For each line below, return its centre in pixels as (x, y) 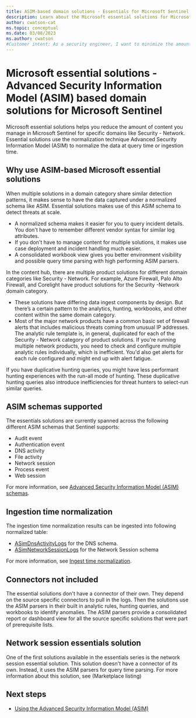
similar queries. (24, 388)
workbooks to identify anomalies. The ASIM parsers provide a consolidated (96, 612)
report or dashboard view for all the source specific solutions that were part (97, 618)
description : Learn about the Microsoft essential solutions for (87, 17)
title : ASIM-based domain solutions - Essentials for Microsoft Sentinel (98, 11)
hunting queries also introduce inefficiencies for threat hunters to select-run (97, 382)
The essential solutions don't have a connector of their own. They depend (95, 594)
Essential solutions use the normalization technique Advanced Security (91, 139)
